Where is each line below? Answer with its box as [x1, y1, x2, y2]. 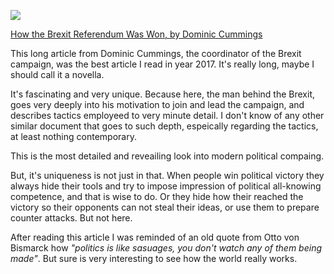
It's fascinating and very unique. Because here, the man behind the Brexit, [10, 88, 316, 100]
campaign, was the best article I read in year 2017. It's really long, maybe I [10, 58, 315, 70]
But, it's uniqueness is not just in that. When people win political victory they [10, 170, 325, 181]
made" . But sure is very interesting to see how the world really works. [10, 253, 298, 264]
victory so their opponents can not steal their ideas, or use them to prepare [10, 201, 320, 213]
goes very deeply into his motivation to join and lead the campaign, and [10, 99, 305, 110]
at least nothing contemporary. [10, 131, 137, 142]
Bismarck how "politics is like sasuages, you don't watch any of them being [10, 242, 323, 254]
